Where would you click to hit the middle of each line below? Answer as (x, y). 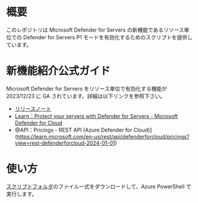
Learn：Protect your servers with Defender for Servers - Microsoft (96, 116)
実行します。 (22, 193)
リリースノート (33, 108)
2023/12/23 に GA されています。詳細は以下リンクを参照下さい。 (86, 96)
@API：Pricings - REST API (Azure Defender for (73, 130)
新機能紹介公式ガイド (59, 71)
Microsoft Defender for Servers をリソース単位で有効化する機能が (87, 88)
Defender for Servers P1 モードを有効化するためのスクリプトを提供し (108, 37)
